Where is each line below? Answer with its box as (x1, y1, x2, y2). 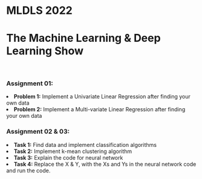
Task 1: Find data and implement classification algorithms (14, 141, 157, 148)
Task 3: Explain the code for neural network (14, 154, 123, 161)
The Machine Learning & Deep (6, 31, 161, 45)
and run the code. (6, 167, 51, 174)
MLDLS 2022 (6, 4, 73, 18)
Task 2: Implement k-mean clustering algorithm (14, 148, 132, 155)
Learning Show (6, 44, 83, 58)
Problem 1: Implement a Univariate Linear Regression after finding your (14, 93, 191, 100)
